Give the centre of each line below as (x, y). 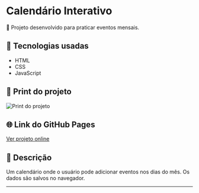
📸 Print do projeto (39, 92)
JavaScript (28, 73)
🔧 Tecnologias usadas (47, 46)
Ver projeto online (28, 139)
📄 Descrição (29, 158)
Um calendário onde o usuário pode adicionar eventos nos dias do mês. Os (98, 172)
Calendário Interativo (59, 11)
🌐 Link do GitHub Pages (51, 124)
